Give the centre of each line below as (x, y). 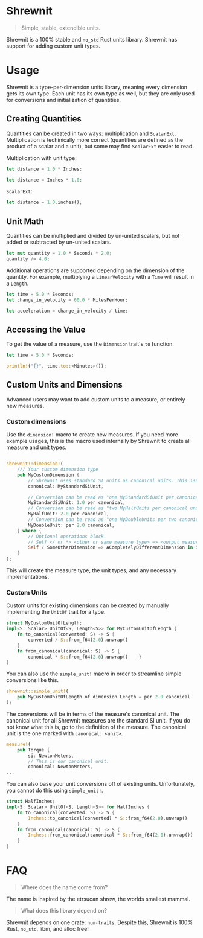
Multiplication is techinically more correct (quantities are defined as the (95, 139)
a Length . (18, 283)
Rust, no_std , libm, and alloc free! (47, 929)
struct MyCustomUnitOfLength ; (44, 623)
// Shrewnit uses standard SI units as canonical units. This (108, 480)
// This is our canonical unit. (69, 761)
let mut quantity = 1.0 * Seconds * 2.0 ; (59, 254)
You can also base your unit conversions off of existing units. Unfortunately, (101, 784)
